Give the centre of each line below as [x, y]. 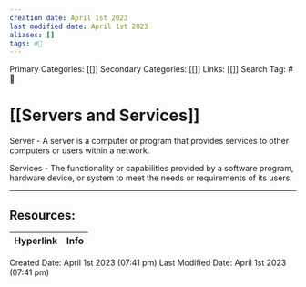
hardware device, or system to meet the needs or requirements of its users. [151, 178]
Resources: [42, 215]
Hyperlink [36, 241]
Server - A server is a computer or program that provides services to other [149, 141]
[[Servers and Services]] [105, 116]
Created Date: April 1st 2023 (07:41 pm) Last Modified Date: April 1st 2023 [148, 262]
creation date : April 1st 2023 [69, 18]
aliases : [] [32, 35]
